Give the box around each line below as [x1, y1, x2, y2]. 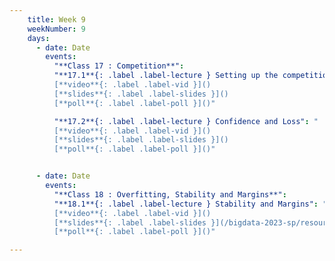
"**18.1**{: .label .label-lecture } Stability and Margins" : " [53, 199, 328, 209]
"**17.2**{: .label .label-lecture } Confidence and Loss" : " [53, 116, 319, 126]
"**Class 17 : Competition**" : [53, 61, 185, 71]
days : [27, 33, 51, 43]
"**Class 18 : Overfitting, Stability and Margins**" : [53, 189, 287, 200]
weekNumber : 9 [27, 24, 86, 34]
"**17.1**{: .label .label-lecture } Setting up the [53, 71, 279, 81]
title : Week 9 [27, 14, 86, 25]
